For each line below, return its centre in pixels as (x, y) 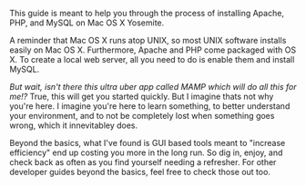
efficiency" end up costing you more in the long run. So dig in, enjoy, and (146, 152)
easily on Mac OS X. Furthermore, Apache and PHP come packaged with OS (153, 50)
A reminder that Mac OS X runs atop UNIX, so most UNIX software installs (148, 40)
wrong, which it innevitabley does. (74, 125)
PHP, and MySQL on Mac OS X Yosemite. (87, 23)
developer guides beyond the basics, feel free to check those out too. (140, 172)
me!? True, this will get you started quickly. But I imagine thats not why (142, 96)
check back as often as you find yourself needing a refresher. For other (143, 162)
